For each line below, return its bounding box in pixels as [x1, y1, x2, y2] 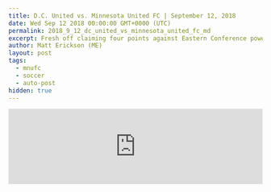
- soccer [15, 71, 45, 80]
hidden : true [8, 86, 52, 95]
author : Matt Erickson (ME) [8, 42, 103, 50]
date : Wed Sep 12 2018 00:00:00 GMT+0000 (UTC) [8, 19, 172, 27]
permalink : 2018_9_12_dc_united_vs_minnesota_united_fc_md [8, 27, 211, 35]
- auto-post [15, 79, 56, 87]
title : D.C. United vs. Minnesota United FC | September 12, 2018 [8, 11, 236, 20]
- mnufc [15, 64, 42, 72]
